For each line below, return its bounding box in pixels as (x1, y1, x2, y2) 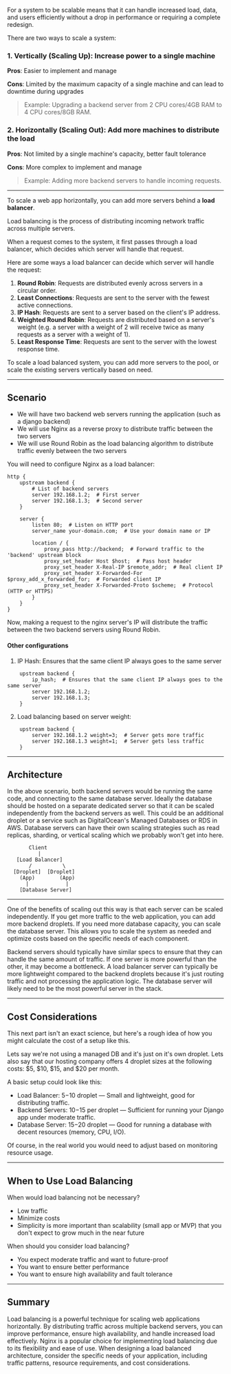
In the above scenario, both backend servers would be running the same (7, 787, 213, 796)
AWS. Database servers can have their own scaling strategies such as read (7, 824, 220, 832)
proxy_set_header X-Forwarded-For (43, 570, 143, 577)
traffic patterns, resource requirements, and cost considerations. (7, 1358, 190, 1367)
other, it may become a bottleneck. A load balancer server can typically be (7, 962, 219, 971)
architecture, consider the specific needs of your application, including (7, 1351, 208, 1360)
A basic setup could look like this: (7, 1078, 102, 1087)
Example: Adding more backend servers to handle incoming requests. (23, 176, 222, 185)
